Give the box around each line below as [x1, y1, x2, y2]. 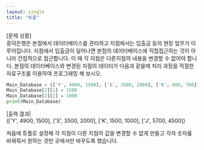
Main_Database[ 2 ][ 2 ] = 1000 [6, 93, 78, 99]
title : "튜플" [6, 15, 39, 21]
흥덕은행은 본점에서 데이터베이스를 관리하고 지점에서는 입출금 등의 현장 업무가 [6, 39, 190, 47]
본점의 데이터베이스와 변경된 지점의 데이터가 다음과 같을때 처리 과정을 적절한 [14, 62, 194, 70]
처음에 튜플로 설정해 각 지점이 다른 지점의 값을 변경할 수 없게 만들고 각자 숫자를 [6, 129, 192, 137]
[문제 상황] [6, 31, 32, 39]
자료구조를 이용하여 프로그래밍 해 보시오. [6, 70, 102, 77]
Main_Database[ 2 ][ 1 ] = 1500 [6, 87, 78, 94]
